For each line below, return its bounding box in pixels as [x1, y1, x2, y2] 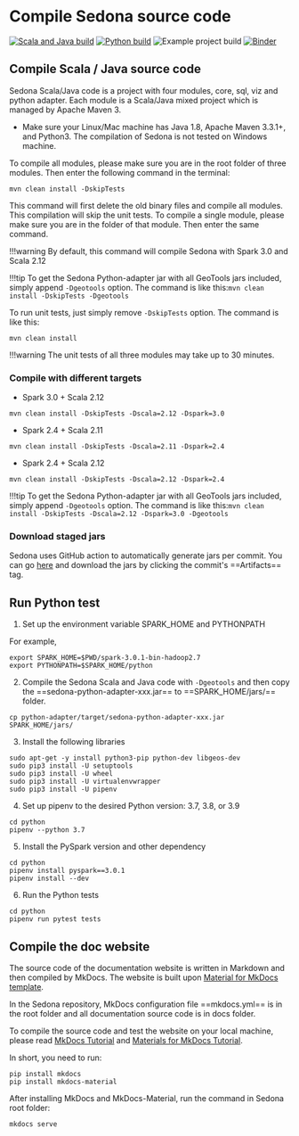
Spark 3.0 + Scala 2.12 [21, 392, 105, 403]
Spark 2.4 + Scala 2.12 [21, 457, 105, 469]
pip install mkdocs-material [9, 1077, 117, 1086]
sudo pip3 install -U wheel [9, 770, 114, 778]
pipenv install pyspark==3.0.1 [9, 867, 125, 876]
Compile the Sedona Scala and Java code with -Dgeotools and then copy [21, 677, 291, 687]
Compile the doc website [9, 939, 150, 954]
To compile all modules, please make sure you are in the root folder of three [9, 158, 287, 169]
